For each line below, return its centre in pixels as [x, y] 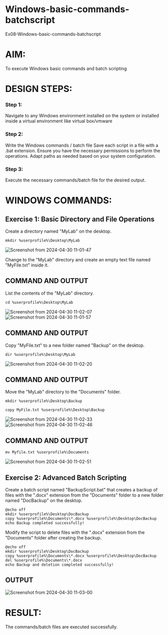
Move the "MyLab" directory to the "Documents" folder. [63, 392]
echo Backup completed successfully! [45, 523]
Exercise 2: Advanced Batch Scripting [66, 478]
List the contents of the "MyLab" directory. [50, 293]
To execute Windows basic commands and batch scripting [66, 68]
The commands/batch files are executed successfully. [62, 627]
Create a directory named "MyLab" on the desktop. [59, 231]
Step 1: [14, 105]
